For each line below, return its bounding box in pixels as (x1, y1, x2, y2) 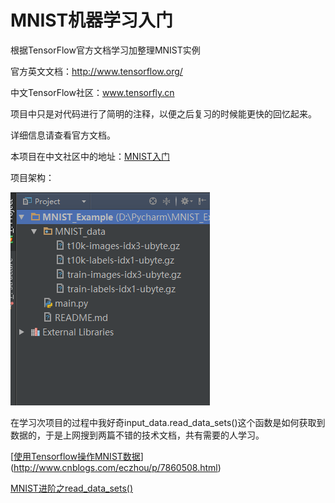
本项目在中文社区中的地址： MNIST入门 (10, 150, 170, 162)
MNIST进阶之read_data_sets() (10, 482, 133, 494)
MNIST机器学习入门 (10, 9, 174, 32)
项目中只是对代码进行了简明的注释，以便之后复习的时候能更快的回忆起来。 (10, 107, 317, 120)
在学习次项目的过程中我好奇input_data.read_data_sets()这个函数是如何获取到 (10, 416, 326, 428)
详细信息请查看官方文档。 (10, 129, 116, 141)
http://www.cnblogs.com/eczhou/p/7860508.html (13, 461, 218, 473)
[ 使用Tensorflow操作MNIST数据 (10, 450, 141, 462)
